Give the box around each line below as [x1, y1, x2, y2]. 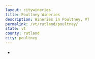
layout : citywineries [5, 7, 51, 13]
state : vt [5, 26, 26, 31]
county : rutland [5, 31, 40, 36]
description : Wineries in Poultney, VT [5, 17, 90, 22]
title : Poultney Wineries [5, 12, 60, 17]
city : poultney [5, 36, 38, 41]
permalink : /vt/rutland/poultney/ [5, 21, 79, 27]
